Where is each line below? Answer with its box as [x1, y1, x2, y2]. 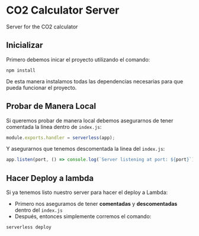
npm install [6, 67, 36, 73]
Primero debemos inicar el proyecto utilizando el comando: [6, 56, 150, 63]
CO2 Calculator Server [6, 4, 120, 17]
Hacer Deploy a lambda [6, 173, 94, 183]
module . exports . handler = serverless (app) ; [6, 134, 115, 141]
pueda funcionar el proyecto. [6, 84, 77, 91]
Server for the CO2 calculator [6, 23, 78, 30]
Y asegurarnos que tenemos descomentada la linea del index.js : [6, 146, 165, 153]
